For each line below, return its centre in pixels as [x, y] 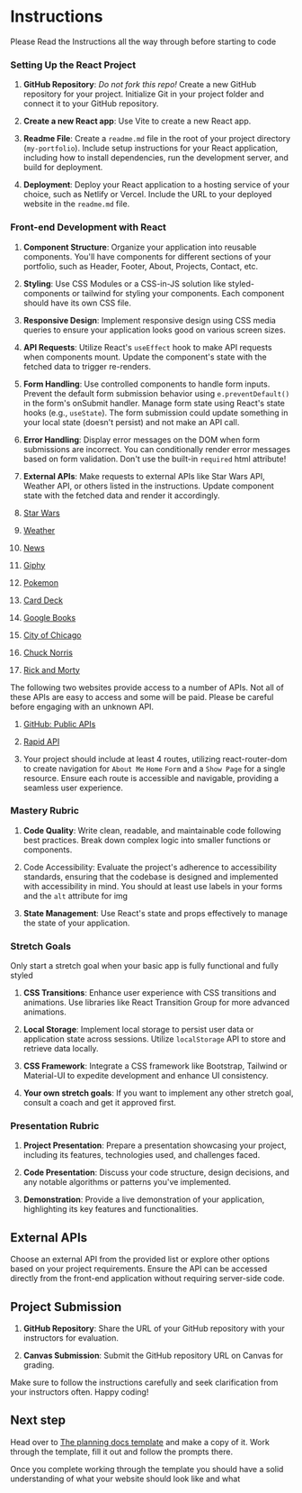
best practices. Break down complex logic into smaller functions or [147, 840]
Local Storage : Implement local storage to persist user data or [138, 1030]
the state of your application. [76, 923]
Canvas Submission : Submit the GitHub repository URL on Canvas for [153, 1356]
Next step [38, 1420]
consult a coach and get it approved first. [99, 1103]
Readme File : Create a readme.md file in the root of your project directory [157, 139]
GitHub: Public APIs [59, 724]
